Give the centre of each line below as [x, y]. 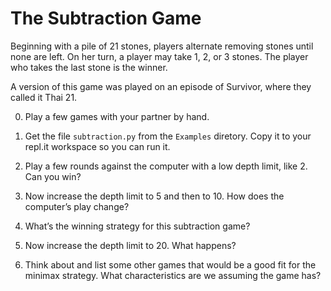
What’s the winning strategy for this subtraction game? [137, 226]
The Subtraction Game [106, 18]
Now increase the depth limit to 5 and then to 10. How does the [154, 196]
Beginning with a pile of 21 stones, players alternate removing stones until [162, 46]
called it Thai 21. [44, 97]
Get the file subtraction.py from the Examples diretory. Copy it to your [168, 136]
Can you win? [53, 176]
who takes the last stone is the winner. [89, 67]
